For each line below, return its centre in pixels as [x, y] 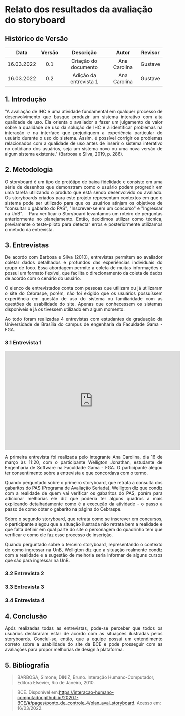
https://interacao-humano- [87, 692]
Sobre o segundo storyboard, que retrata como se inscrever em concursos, [84, 519]
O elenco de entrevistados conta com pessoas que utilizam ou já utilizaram [84, 288]
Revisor [150, 52]
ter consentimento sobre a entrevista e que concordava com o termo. [77, 473]
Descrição [85, 52]
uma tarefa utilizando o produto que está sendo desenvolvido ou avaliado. [84, 192]
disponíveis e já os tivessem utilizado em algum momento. [65, 309]
